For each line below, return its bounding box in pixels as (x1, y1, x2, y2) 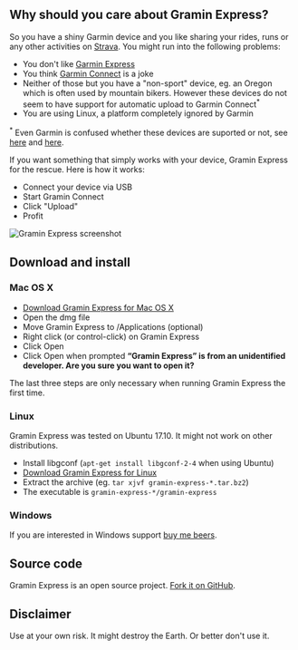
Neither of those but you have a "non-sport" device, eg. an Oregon (22, 77, 273, 89)
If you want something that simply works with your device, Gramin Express (9, 154, 288, 166)
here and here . (9, 137, 64, 148)
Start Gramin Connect (22, 191, 104, 202)
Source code (9, 556, 83, 571)
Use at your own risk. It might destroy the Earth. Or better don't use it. (9, 630, 270, 642)
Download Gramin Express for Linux (22, 467, 157, 479)
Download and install (9, 254, 131, 270)
